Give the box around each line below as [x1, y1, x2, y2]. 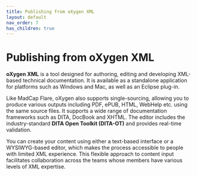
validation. [6, 126, 32, 134]
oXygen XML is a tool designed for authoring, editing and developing [6, 71, 177, 78]
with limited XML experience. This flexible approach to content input [6, 150, 174, 158]
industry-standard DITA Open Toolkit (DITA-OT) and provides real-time [6, 120, 182, 127]
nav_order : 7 [6, 20, 39, 26]
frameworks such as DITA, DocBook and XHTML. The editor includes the [6, 114, 186, 121]
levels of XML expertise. [6, 163, 66, 170]
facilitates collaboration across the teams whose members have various [6, 157, 183, 164]
